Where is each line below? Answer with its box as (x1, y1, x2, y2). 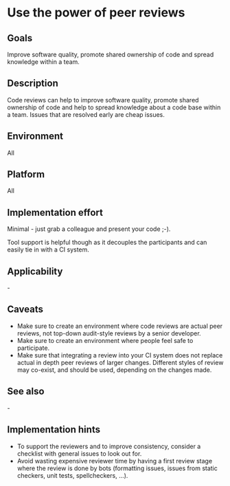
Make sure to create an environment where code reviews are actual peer (16, 322, 223, 330)
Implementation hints (7, 424, 101, 436)
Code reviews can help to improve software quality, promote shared (7, 96, 199, 104)
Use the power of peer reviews (7, 5, 185, 21)
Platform (7, 168, 45, 180)
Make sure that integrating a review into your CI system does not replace (16, 351, 223, 359)
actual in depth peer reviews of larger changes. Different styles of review (16, 358, 224, 366)
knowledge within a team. (7, 58, 80, 66)
